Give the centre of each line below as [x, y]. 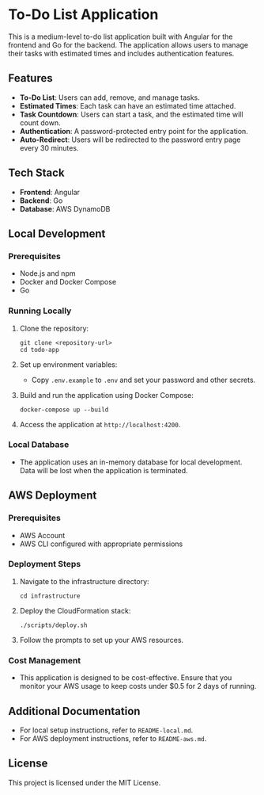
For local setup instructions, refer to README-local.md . [106, 730]
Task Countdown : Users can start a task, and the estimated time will [131, 114]
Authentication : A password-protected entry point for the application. [134, 131]
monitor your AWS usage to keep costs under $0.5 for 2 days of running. [138, 686]
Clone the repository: [54, 328]
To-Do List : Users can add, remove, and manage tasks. [109, 97]
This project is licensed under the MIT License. [85, 782]
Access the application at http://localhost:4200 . [100, 424]
